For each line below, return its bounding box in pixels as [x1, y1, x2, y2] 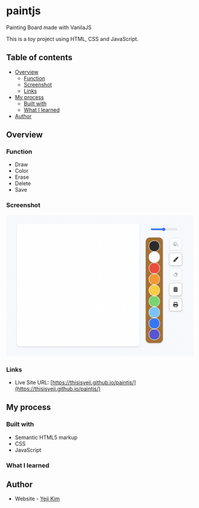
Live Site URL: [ [14, 379, 53, 386]
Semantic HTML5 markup [14, 434, 78, 441]
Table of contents [6, 52, 72, 63]
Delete [14, 180, 31, 187]
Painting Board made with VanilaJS [6, 24, 92, 31]
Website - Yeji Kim [14, 495, 60, 503]
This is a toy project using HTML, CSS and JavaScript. [6, 35, 138, 42]
